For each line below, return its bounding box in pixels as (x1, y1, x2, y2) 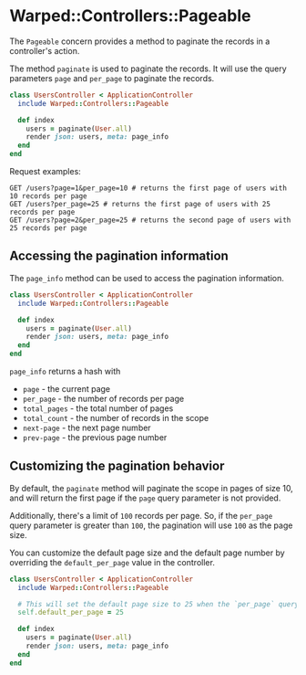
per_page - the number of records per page (22, 394, 185, 404)
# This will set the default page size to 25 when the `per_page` (17, 599, 275, 608)
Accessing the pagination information (9, 248, 229, 264)
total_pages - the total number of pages (22, 403, 174, 414)
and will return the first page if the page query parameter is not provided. (9, 492, 281, 503)
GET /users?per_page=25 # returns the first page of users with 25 (9, 200, 271, 209)
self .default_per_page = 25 (17, 608, 125, 617)
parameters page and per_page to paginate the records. (9, 72, 215, 83)
